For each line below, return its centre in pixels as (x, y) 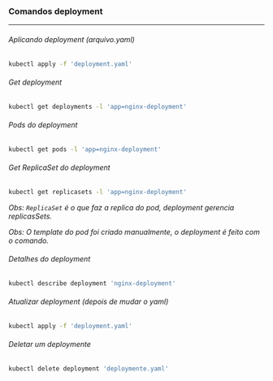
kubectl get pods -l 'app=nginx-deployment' (85, 149)
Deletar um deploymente (50, 344)
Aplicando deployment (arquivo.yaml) (72, 39)
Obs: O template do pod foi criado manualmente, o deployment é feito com (134, 232)
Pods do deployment (43, 125)
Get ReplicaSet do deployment (60, 167)
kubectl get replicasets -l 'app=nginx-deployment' (97, 192)
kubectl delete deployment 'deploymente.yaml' (89, 368)
